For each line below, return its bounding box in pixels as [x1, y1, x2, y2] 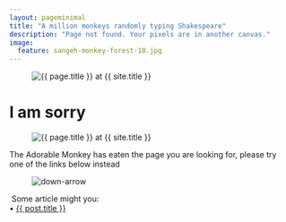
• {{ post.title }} [9, 203, 66, 214]
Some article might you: [11, 193, 100, 204]
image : [9, 38, 34, 47]
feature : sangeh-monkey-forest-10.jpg [17, 47, 163, 55]
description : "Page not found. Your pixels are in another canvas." [9, 30, 271, 38]
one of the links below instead [9, 158, 121, 170]
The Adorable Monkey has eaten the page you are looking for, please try [9, 149, 277, 160]
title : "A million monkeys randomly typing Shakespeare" [9, 21, 227, 30]
